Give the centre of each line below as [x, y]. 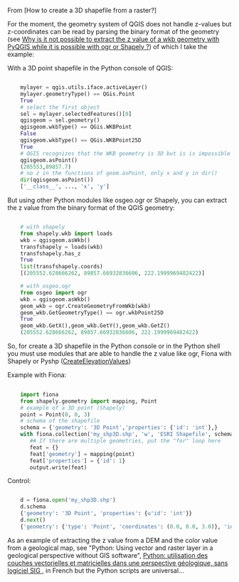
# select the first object [60, 107]
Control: [19, 481]
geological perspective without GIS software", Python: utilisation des [108, 555]
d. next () [33, 520]
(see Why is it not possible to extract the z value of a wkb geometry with [113, 39]
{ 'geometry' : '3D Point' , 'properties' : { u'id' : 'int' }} [106, 514]
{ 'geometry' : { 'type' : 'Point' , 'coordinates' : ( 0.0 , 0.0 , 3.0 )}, [121, 527]
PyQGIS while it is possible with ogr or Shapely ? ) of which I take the [107, 47]
